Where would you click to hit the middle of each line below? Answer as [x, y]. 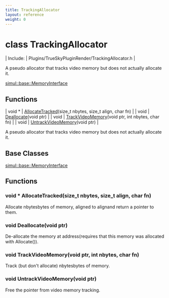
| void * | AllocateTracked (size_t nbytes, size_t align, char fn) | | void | [77, 111]
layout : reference [25, 15]
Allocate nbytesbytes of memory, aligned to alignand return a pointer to [80, 207]
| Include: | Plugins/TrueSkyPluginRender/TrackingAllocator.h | [70, 58]
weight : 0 [16, 19]
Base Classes [27, 153]
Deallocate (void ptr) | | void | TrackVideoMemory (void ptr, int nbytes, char [82, 117]
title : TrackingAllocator [32, 10]
